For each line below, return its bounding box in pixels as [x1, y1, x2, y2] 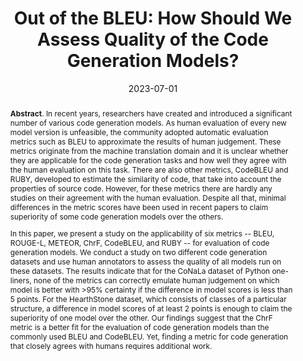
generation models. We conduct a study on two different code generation [9, 247, 268, 257]
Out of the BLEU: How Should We [13, 7, 293, 30]
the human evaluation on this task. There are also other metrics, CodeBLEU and [9, 164, 289, 175]
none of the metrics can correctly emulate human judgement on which [33, 275, 280, 286]
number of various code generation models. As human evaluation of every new [9, 117, 287, 128]
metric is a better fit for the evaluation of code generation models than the [9, 322, 270, 332]
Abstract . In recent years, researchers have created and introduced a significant [9, 108, 293, 119]
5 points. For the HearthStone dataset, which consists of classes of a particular [9, 293, 287, 304]
